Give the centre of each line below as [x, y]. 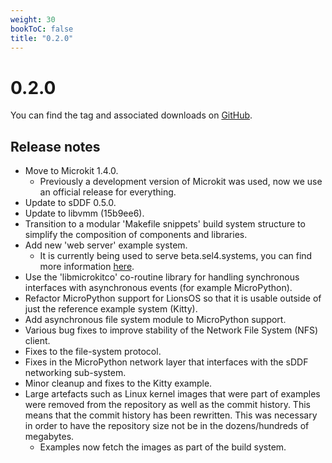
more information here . [87, 267]
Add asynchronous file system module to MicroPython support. [155, 320]
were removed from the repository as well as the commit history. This [167, 405]
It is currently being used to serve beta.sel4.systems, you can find [176, 256]
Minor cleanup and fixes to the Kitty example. [118, 383]
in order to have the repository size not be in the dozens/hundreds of [167, 426]
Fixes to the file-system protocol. [93, 352]
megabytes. [49, 437]
